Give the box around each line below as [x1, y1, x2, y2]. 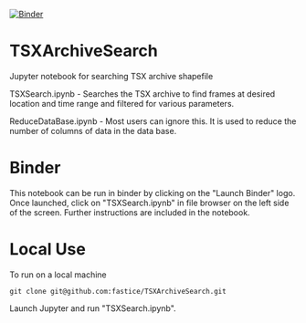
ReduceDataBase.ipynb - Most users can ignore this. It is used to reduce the [9, 115, 297, 127]
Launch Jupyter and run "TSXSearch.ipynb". [9, 302, 176, 314]
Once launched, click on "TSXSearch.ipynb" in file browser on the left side [9, 197, 290, 208]
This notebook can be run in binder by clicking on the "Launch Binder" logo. [9, 187, 296, 198]
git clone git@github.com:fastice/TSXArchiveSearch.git [9, 287, 227, 296]
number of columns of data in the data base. [9, 125, 177, 136]
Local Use [9, 239, 87, 260]
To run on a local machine [9, 269, 107, 280]
